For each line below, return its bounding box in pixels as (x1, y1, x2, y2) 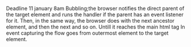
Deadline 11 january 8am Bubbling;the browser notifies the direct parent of (6, 5, 185, 12)
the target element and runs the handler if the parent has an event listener (6, 11, 184, 18)
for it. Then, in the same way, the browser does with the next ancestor (6, 17, 175, 24)
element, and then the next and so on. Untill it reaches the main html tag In (6, 23, 185, 30)
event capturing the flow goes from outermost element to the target (6, 30, 169, 37)
